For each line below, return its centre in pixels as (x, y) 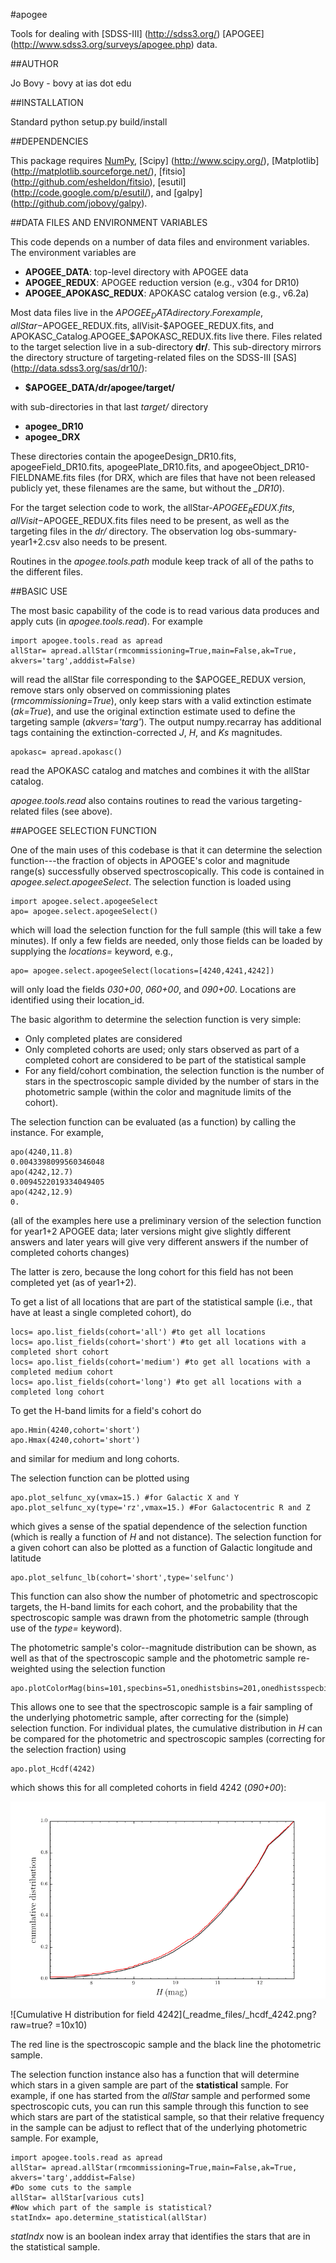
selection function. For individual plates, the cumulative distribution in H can (166, 1728)
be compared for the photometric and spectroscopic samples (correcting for (168, 1738)
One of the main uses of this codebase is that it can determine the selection (166, 850)
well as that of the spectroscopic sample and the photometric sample (153, 1658)
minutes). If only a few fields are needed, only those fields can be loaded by (166, 940)
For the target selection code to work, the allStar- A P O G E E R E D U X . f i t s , (152, 508)
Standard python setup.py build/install (89, 122)
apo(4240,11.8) (42, 1152)
